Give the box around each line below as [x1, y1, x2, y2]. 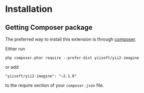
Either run [5, 46, 25, 51]
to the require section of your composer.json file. [5, 83, 104, 88]
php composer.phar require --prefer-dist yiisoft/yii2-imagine [5, 55, 140, 60]
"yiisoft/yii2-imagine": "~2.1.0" [5, 74, 77, 79]
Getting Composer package [5, 23, 93, 32]
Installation [5, 3, 53, 15]
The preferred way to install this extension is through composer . [5, 36, 137, 42]
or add [5, 64, 19, 70]
